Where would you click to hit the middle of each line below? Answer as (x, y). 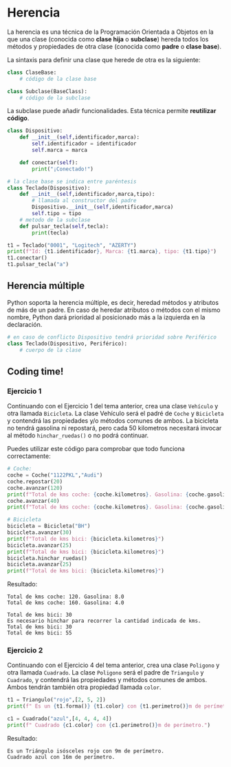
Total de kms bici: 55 (40, 633)
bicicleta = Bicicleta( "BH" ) (49, 526)
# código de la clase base (58, 79)
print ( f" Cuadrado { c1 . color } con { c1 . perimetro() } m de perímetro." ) (109, 726)
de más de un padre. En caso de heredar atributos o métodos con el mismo (114, 310)
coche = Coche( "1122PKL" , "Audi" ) (55, 475)
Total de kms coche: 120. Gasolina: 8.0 (66, 597)
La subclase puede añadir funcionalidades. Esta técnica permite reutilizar (112, 111)
